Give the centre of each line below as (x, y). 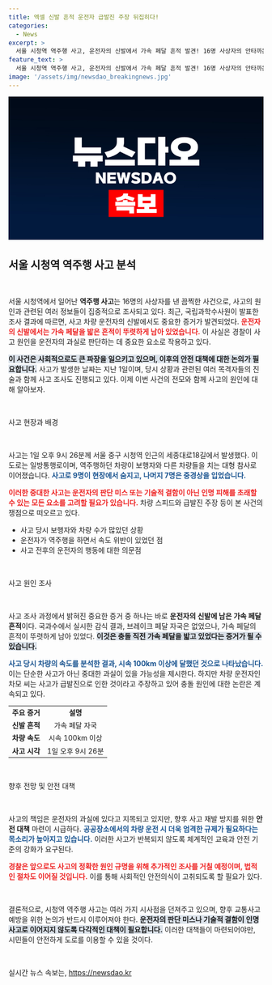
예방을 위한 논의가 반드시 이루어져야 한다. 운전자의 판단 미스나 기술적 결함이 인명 (134, 919)
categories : (28, 25)
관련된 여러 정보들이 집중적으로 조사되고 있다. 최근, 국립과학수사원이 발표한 (141, 312)
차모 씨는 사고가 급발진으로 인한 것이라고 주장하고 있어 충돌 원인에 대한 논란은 (130, 684)
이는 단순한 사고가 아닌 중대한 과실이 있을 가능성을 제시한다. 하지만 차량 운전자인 (135, 674)
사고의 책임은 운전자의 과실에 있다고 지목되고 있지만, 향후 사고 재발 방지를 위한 (132, 819)
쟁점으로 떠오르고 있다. (44, 513)
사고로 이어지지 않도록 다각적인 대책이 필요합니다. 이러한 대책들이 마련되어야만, (132, 930)
